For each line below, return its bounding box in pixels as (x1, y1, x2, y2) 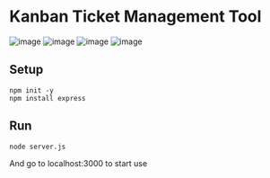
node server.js (9, 142, 66, 151)
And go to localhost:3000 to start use (9, 157, 148, 168)
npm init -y (9, 85, 54, 95)
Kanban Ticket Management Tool (9, 6, 262, 27)
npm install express (9, 93, 87, 102)
